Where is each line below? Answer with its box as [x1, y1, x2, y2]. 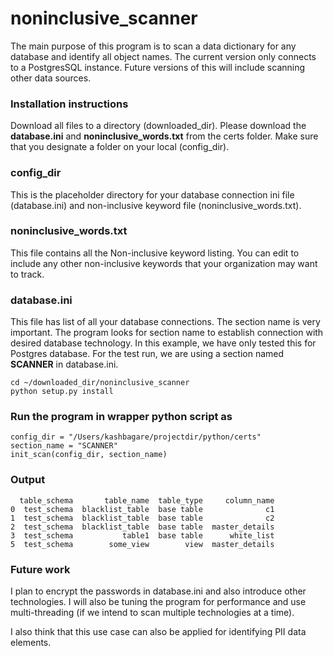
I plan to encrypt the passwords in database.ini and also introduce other [10, 585, 307, 597]
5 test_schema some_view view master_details [10, 539, 275, 549]
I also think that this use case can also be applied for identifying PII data [10, 626, 307, 638]
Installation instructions [10, 97, 129, 111]
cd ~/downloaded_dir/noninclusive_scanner [10, 378, 190, 388]
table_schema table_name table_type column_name [19, 495, 275, 506]
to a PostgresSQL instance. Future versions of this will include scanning [10, 61, 306, 73]
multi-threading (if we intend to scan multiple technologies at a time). [10, 607, 295, 619]
